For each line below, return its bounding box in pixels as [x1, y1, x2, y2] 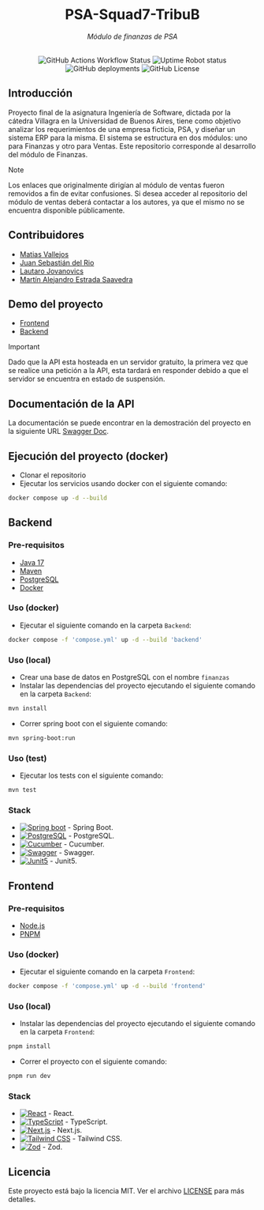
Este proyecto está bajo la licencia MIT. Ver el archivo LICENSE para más [8, 1186, 245, 1196]
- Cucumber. [63, 839, 105, 849]
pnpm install [8, 1042, 51, 1050]
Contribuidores [8, 228, 84, 242]
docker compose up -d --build [8, 494, 108, 502]
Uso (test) [8, 752, 47, 763]
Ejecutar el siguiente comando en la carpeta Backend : [19, 620, 191, 630]
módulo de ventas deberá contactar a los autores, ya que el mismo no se [8, 197, 245, 206]
